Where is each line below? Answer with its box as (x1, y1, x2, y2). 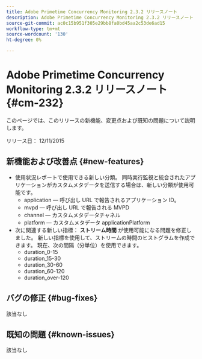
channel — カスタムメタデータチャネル (23, 211, 121, 218)
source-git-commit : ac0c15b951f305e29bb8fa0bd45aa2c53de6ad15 (6, 20, 165, 26)
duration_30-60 (23, 261, 63, 268)
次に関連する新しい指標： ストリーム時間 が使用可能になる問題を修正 (14, 226, 187, 234)
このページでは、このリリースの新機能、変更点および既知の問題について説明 (6, 116, 195, 124)
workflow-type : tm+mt (6, 25, 61, 32)
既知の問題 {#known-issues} (6, 329, 115, 340)
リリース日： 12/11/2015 (6, 137, 65, 144)
